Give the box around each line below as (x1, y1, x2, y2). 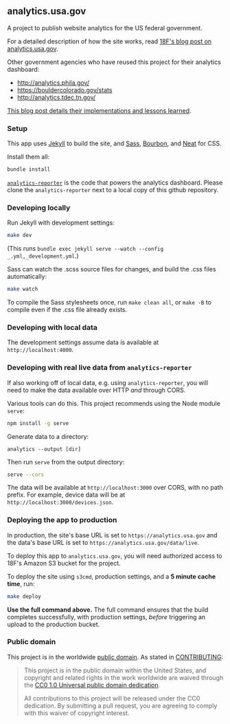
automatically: (7, 272, 47, 281)
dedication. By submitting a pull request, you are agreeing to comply (23, 701, 218, 710)
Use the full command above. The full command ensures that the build (7, 606, 209, 614)
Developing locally (7, 203, 71, 212)
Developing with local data (7, 322, 97, 332)
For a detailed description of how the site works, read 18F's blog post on (7, 37, 211, 45)
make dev (7, 232, 32, 239)
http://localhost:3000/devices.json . (7, 498, 114, 506)
